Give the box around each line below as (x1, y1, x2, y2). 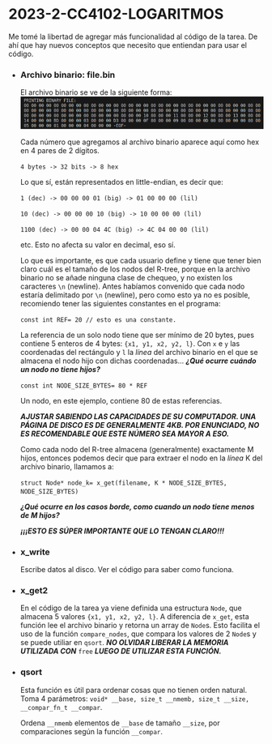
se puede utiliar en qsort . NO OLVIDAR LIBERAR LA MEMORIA (19, 638, 229, 648)
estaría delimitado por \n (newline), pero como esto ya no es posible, (19, 289, 251, 300)
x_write (19, 546, 50, 558)
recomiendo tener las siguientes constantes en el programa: (19, 298, 221, 308)
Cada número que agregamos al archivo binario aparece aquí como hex (19, 137, 260, 147)
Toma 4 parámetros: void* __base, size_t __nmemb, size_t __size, (19, 694, 249, 703)
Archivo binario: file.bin (19, 69, 116, 80)
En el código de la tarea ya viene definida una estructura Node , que (19, 603, 243, 613)
